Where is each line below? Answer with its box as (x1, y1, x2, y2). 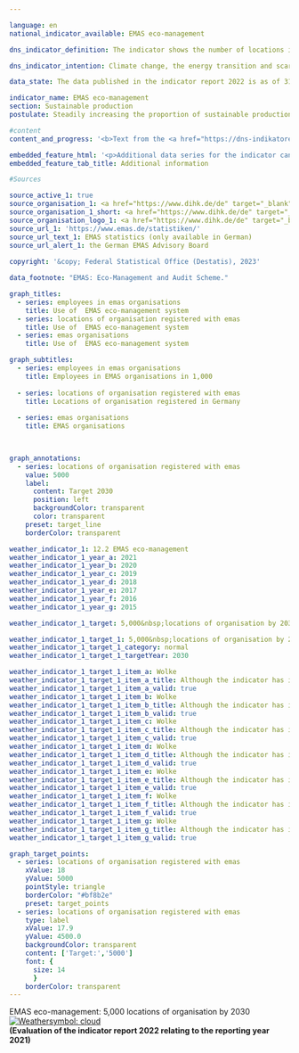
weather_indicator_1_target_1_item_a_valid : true (9, 684, 198, 693)
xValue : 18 (25, 866, 66, 875)
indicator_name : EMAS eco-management (9, 94, 149, 103)
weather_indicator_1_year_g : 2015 (9, 603, 138, 612)
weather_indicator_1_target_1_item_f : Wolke (9, 792, 177, 801)
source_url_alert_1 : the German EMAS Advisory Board (9, 241, 209, 250)
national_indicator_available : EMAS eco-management (9, 29, 205, 38)
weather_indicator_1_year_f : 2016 (9, 594, 138, 603)
